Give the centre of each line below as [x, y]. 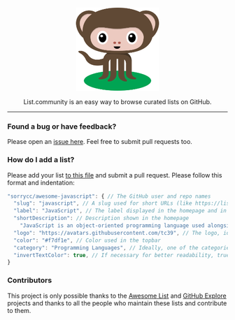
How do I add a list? [41, 160]
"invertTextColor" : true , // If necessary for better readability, [114, 255]
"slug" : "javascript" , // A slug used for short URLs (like [103, 203]
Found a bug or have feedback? [62, 126]
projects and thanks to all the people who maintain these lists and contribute [117, 303]
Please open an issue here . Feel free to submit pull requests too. [100, 142]
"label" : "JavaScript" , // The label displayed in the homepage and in [120, 211]
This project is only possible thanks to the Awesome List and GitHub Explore [117, 296]
